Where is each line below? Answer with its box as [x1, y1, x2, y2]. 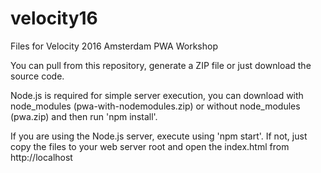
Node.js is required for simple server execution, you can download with [10, 89, 304, 101]
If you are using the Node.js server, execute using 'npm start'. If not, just [10, 130, 308, 142]
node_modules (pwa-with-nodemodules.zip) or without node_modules [10, 100, 301, 112]
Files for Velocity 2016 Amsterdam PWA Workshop [10, 40, 218, 52]
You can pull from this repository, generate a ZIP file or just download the [10, 59, 312, 71]
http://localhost [10, 151, 73, 163]
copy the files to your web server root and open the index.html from [10, 140, 290, 152]
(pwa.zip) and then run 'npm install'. [10, 110, 158, 122]
